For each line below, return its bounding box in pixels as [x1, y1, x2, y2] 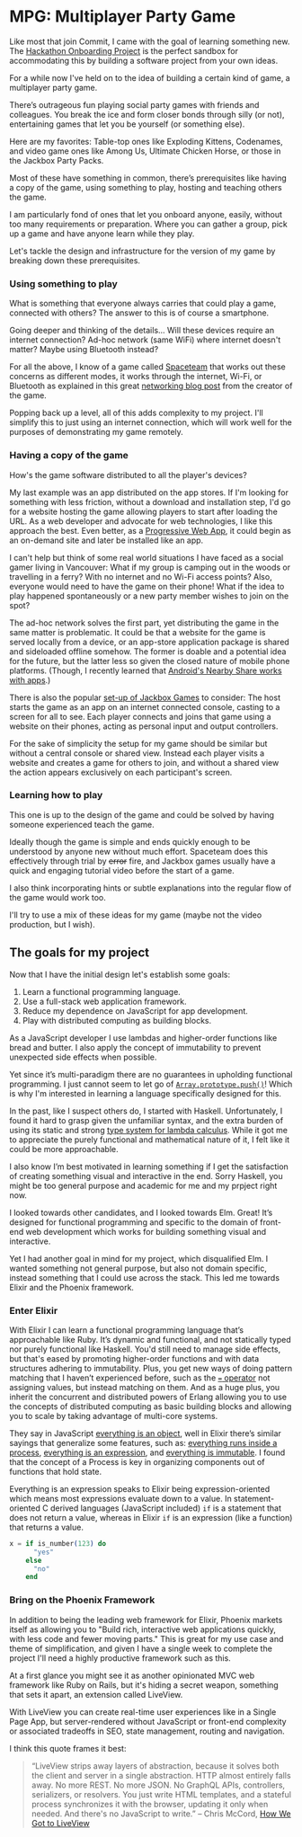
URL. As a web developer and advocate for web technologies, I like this [9, 515, 273, 527]
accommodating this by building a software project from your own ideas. [9, 55, 279, 66]
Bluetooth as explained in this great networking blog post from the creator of [9, 380, 293, 392]
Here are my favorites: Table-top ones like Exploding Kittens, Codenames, [9, 136, 283, 146]
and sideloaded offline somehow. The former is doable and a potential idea [9, 645, 287, 657]
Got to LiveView [31, 1817, 90, 1828]
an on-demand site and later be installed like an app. [9, 535, 204, 546]
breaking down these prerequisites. [9, 254, 141, 266]
